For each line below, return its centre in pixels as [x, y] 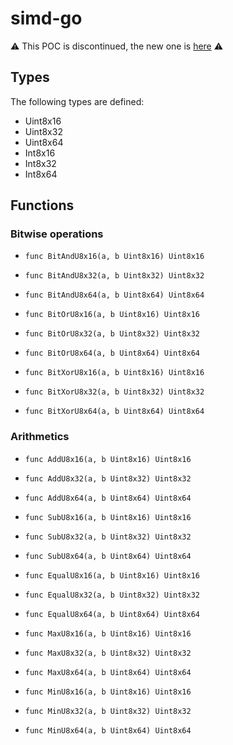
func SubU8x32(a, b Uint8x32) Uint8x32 [108, 537]
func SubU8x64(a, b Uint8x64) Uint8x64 [108, 556]
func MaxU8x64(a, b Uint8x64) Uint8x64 [108, 672]
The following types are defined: [77, 101]
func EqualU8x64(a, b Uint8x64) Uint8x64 [112, 614]
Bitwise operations [57, 234]
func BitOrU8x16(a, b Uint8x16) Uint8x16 [112, 315]
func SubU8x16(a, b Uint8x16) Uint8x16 [108, 517]
